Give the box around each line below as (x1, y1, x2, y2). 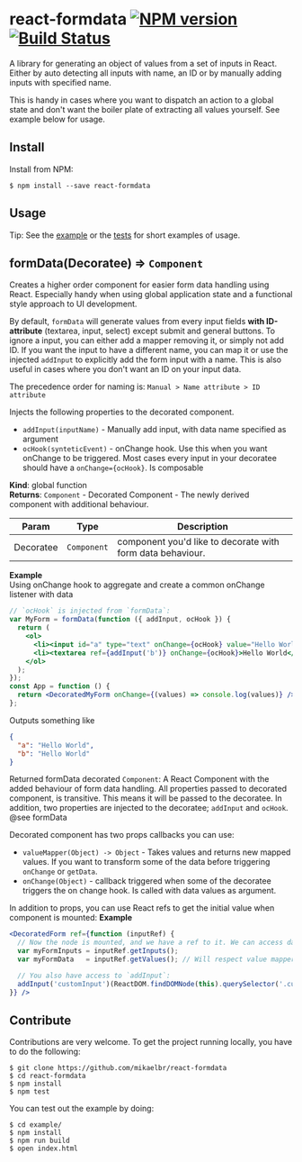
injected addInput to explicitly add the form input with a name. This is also (9, 354, 281, 365)
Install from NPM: (9, 163, 74, 175)
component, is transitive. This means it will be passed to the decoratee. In (9, 793, 283, 803)
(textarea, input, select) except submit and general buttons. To (44, 325, 276, 337)
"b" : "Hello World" (17, 749, 91, 758)
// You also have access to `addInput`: (17, 971, 171, 980)
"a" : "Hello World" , (17, 740, 94, 749)
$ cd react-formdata (9, 1072, 87, 1081)
